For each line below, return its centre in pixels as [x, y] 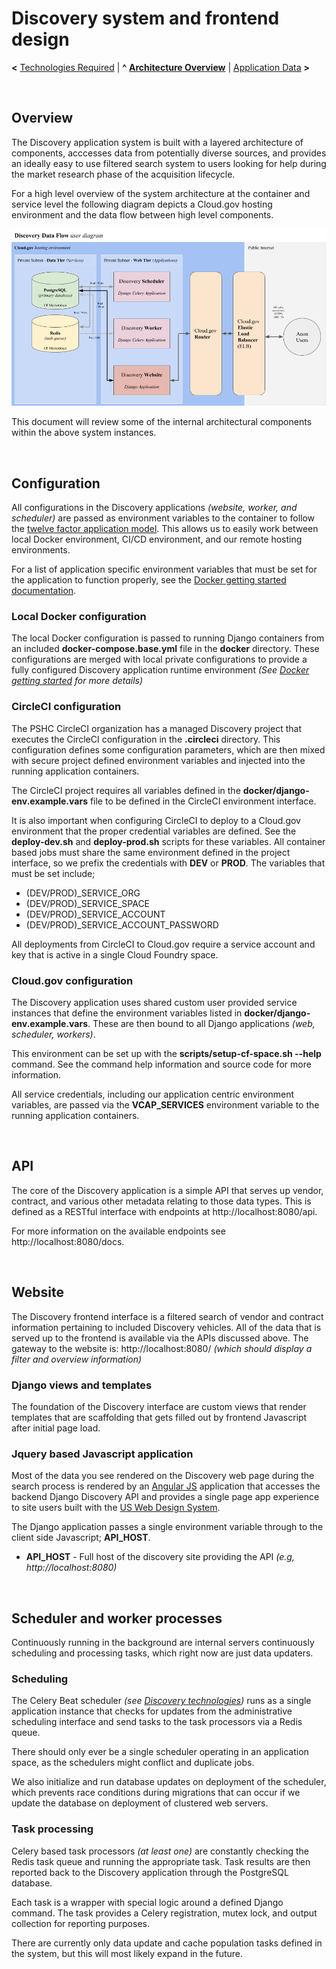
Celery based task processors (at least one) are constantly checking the [160, 1851]
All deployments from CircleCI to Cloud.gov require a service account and [163, 944]
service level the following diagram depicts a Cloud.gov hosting [142, 204]
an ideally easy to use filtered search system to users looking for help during [169, 163]
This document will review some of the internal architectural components [162, 422]
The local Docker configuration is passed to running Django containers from [168, 638]
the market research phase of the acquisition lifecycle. [123, 174]
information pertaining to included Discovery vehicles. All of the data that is [166, 1327]
